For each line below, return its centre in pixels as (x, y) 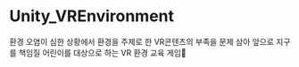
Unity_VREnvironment (92, 16)
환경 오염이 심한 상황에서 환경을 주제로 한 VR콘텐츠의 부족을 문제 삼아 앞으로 (142, 41)
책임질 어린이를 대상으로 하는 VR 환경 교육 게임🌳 (102, 52)
